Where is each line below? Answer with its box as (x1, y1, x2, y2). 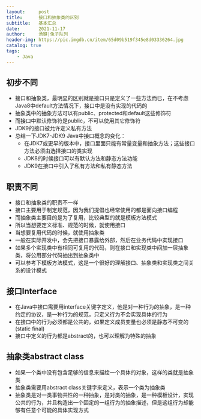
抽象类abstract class (6, 351, 85, 362)
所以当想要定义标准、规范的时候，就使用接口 (14, 221, 126, 229)
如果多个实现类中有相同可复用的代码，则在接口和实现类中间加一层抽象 (14, 244, 189, 251)
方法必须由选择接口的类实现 (23, 147, 93, 154)
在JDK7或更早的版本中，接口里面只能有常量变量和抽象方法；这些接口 (23, 140, 196, 147)
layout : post (6, 8, 50, 15)
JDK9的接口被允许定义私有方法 (14, 125, 92, 132)
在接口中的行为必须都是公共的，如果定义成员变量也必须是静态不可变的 (14, 318, 189, 326)
